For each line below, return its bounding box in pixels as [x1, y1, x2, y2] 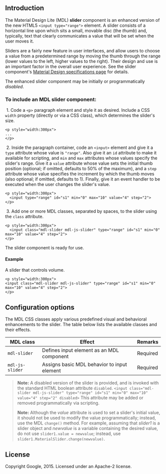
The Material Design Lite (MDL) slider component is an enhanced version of [5, 17, 160, 23]
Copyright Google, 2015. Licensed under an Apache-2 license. [5, 463, 132, 469]
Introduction [5, 4, 44, 12]
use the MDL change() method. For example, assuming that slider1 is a [17, 420, 160, 426]
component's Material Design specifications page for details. [5, 69, 129, 75]
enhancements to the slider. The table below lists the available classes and [5, 322, 157, 328]
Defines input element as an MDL [41, 347, 120, 354]
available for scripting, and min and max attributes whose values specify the [5, 155, 158, 161]
